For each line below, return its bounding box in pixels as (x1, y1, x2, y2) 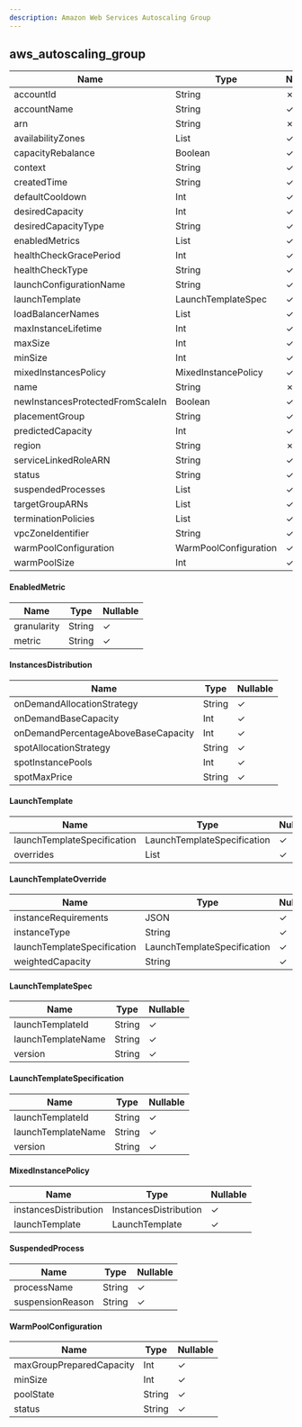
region (13, 439, 41, 452)
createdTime (13, 176, 68, 189)
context (13, 161, 47, 174)
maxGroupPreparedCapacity (13, 1359, 135, 1371)
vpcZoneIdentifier (13, 528, 90, 540)
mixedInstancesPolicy (13, 366, 106, 379)
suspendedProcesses (13, 483, 106, 496)
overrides (13, 848, 55, 861)
